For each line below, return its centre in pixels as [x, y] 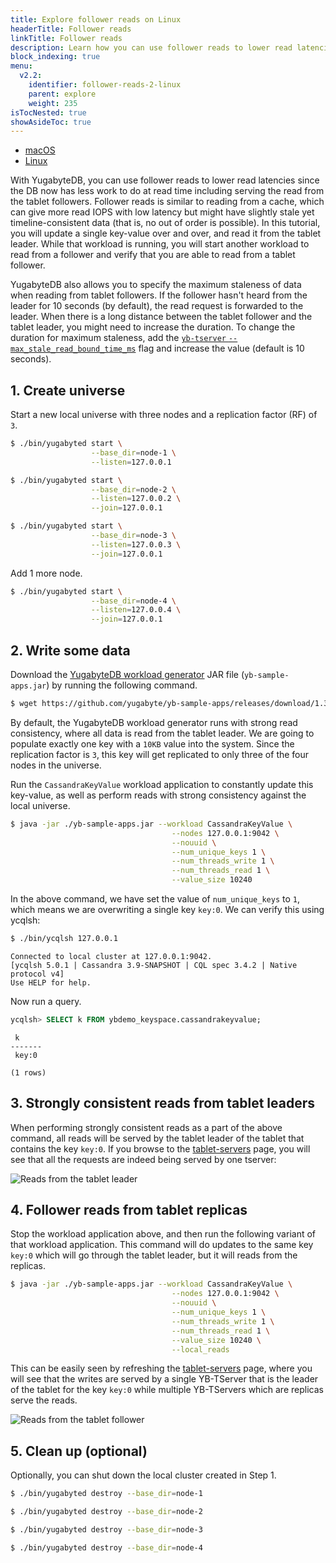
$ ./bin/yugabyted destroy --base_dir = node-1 [106, 1494]
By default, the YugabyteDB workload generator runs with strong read [154, 722]
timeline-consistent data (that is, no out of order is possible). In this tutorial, [165, 223]
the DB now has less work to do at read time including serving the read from [167, 191]
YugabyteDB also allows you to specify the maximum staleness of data [156, 285]
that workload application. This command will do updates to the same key [162, 1245]
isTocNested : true [48, 112]
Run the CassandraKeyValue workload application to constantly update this [162, 784]
